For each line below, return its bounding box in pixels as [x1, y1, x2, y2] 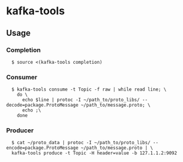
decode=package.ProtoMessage [6, 102, 79, 108]
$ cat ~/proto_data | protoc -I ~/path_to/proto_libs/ [11, 140, 151, 146]
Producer [6, 126, 34, 135]
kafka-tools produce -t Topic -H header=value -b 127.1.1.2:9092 [11, 150, 178, 156]
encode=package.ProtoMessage [6, 145, 79, 151]
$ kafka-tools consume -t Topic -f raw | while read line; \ [11, 86, 167, 93]
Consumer [6, 73, 38, 81]
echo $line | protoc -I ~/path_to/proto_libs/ [21, 97, 140, 103]
